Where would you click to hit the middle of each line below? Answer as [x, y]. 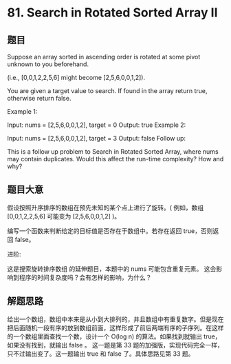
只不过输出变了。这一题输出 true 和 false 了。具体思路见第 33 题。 [101, 354]
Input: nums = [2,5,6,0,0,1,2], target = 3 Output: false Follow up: [97, 138]
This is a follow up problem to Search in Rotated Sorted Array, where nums [113, 152]
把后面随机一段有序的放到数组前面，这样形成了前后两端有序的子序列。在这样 [115, 327]
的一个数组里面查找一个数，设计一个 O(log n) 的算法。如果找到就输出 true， [114, 336]
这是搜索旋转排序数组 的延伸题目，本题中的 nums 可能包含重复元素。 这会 [112, 269]
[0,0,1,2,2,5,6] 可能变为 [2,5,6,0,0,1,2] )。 [64, 216]
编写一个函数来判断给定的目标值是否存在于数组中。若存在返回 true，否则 [110, 231]
